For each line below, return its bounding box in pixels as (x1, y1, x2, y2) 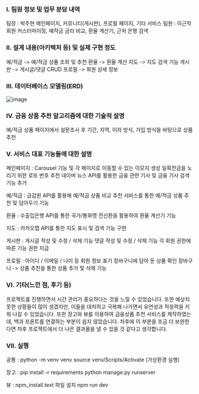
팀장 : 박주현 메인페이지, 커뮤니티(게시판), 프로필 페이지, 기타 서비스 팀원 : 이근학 (6, 20, 192, 27)
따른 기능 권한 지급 (6, 244, 49, 252)
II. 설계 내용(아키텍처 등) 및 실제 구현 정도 (6, 43, 116, 52)
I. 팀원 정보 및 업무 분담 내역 (6, 5, 80, 13)
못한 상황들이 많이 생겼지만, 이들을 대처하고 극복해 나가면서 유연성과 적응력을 (6, 303, 184, 310)
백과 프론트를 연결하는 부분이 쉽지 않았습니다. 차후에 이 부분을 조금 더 (14, 317, 174, 325)
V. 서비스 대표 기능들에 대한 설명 (6, 150, 92, 158)
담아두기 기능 (18, 199, 49, 206)
